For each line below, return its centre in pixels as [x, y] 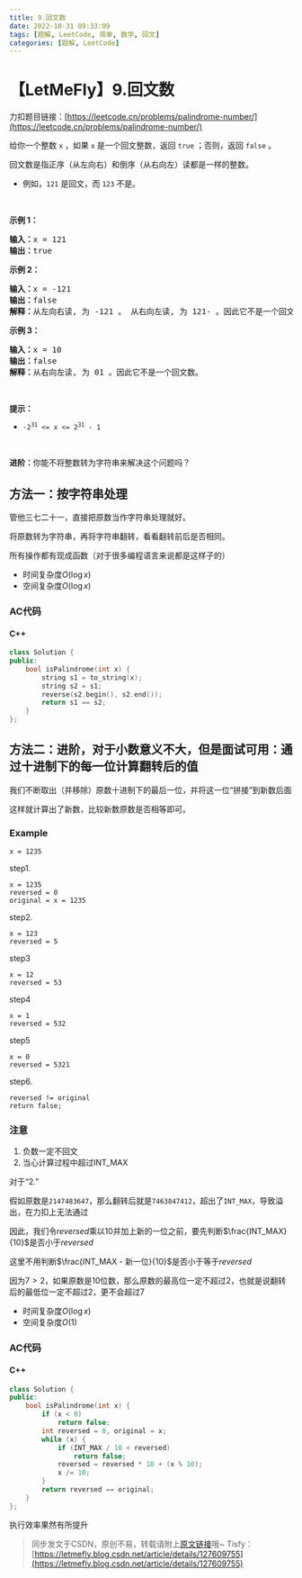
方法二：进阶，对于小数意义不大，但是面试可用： [145, 749]
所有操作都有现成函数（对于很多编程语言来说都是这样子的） [120, 555]
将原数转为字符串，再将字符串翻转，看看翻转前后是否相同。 [120, 536]
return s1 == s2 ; [74, 703]
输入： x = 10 [36, 350]
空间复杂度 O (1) [50, 1322]
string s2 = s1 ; [72, 686]
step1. [20, 869]
